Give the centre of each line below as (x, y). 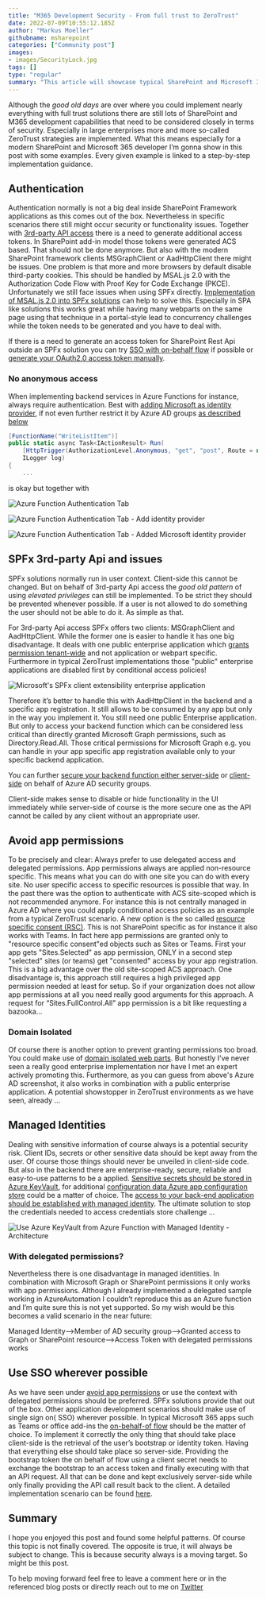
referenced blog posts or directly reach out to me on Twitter (106, 1586)
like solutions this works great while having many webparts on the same (125, 309)
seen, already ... (34, 1100)
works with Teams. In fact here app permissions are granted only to (118, 936)
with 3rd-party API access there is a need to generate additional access (125, 233)
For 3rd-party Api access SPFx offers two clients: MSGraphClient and (122, 628)
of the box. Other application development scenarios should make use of (127, 1409)
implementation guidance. (51, 164)
